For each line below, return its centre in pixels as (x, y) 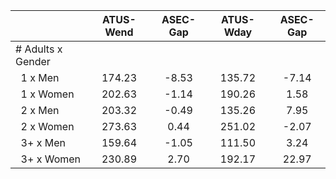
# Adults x (39, 49)
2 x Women (47, 126)
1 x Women (47, 94)
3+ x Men (43, 142)
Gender (33, 61)
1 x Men (40, 77)
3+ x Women (51, 159)
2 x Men (40, 110)
